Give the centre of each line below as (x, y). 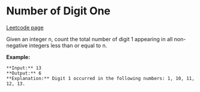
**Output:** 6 (24, 73)
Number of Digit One (59, 11)
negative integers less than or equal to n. (57, 45)
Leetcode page (25, 27)
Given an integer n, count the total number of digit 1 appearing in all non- (96, 39)
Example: (18, 57)
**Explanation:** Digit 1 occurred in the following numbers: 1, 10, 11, (101, 78)
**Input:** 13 (24, 68)
